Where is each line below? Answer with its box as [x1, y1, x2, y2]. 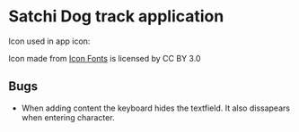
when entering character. [21, 111, 115, 122]
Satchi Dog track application [8, 6, 224, 27]
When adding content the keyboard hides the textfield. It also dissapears [21, 103, 291, 113]
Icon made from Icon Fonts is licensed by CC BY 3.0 [8, 53, 201, 63]
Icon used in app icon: [8, 36, 91, 46]
